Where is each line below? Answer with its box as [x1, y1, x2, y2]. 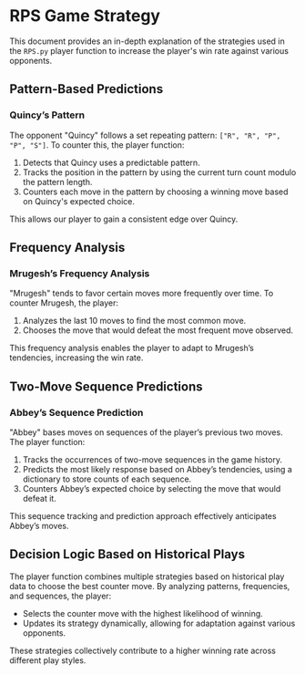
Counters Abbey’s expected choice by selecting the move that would [22, 483, 281, 493]
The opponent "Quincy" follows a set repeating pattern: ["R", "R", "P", [9, 130, 281, 140]
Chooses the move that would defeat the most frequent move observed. [22, 325, 294, 336]
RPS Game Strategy [9, 5, 161, 26]
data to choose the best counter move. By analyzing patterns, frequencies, [9, 580, 290, 591]
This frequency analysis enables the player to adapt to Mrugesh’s [9, 343, 255, 354]
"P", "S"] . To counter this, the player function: [9, 139, 185, 151]
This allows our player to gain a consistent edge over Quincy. [9, 213, 239, 224]
